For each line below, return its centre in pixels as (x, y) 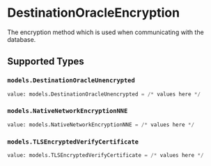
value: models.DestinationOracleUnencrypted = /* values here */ (104, 94)
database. (22, 39)
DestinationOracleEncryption (93, 13)
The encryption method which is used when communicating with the (105, 32)
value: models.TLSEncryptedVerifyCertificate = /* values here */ (105, 155)
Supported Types (46, 62)
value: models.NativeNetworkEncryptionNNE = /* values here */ (101, 124)
